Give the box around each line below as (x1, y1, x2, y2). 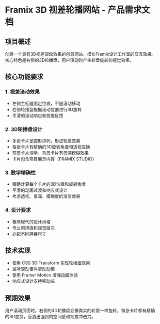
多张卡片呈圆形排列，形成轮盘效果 (12, 138, 80, 144)
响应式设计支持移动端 (12, 278, 55, 284)
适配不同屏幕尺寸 (12, 231, 47, 237)
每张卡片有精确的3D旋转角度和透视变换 (12, 144, 91, 149)
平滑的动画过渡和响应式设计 (12, 187, 68, 193)
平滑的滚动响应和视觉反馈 (12, 113, 64, 118)
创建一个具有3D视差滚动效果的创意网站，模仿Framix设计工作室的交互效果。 (5, 51, 156, 57)
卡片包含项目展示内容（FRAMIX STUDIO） (12, 156, 97, 162)
